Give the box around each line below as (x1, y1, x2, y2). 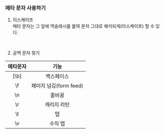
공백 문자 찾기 (12, 50, 40, 56)
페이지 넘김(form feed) (31, 82, 83, 89)
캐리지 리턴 (44, 101, 70, 108)
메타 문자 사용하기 (5, 4, 46, 11)
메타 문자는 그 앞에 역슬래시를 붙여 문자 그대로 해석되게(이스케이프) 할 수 (12, 23, 155, 29)
